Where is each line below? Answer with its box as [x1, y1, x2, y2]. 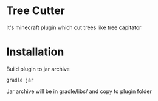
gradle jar [6, 77, 34, 83]
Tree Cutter [6, 4, 65, 18]
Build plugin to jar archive [6, 65, 70, 72]
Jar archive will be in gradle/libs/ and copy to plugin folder [6, 88, 152, 95]
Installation [6, 45, 64, 59]
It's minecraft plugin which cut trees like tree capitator [6, 24, 142, 31]
